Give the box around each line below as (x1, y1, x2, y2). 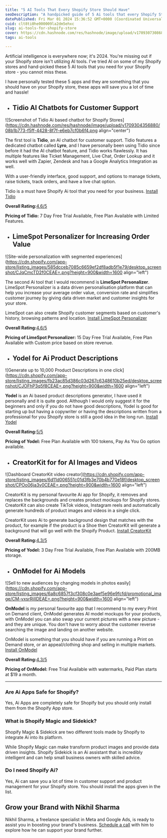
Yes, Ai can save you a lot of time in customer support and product (5, 778, 142, 784)
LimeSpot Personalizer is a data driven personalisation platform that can (5, 284, 153, 290)
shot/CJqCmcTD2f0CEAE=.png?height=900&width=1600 (5, 269, 123, 275)
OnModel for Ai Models (12, 567, 86, 575)
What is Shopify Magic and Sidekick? (5, 718, 97, 724)
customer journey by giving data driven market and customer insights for (5, 295, 155, 301)
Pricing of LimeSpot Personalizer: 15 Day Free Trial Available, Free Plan (5, 334, 153, 340)
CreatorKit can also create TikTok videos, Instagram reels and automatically (5, 502, 160, 508)
